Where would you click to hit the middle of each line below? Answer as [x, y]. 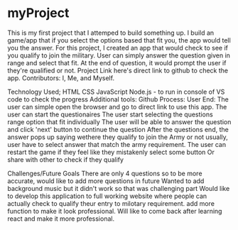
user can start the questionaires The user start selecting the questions [110, 114]
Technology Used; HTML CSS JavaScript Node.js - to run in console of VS [116, 92]
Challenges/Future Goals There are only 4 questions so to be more [105, 173]
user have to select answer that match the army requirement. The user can [117, 144]
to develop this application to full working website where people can [107, 196]
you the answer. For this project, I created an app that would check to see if [118, 48]
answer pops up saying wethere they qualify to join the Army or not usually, [118, 137]
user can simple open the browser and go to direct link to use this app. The [117, 106]
